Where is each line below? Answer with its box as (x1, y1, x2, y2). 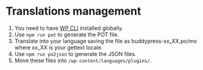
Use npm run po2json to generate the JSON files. (14, 50, 137, 57)
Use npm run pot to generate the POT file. (14, 30, 119, 38)
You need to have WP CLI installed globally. (14, 24, 123, 32)
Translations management (5, 4, 141, 18)
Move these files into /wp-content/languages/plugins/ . (14, 57, 152, 64)
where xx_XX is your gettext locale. (14, 44, 103, 51)
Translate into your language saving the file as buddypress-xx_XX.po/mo (14, 37, 197, 44)
